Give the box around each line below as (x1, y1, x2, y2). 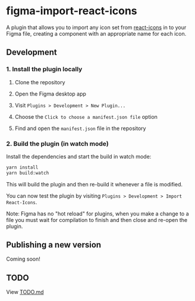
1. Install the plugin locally (6, 65, 83, 74)
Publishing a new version (6, 240, 102, 250)
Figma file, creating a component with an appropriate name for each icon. (6, 30, 187, 37)
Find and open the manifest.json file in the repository (14, 125, 146, 132)
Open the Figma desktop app (14, 90, 86, 97)
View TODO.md (6, 289, 44, 296)
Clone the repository (14, 78, 65, 85)
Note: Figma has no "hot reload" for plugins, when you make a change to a (6, 210, 189, 217)
